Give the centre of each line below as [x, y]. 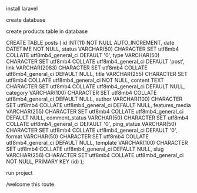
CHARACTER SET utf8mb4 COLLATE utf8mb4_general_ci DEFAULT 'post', [96, 61]
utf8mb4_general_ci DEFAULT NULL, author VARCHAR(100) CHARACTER [94, 99]
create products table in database [47, 31]
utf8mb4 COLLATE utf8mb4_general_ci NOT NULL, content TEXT [85, 80]
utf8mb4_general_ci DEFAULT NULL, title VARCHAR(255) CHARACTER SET [97, 74]
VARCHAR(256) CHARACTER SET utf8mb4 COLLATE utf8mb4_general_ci [95, 155]
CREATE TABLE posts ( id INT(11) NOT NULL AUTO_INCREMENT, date [90, 43]
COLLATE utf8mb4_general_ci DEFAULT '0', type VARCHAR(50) [83, 55]
